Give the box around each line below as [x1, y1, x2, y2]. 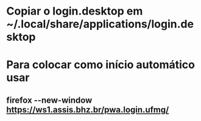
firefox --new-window [6, 95, 93, 105]
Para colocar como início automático [6, 58, 196, 72]
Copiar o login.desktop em [6, 4, 143, 18]
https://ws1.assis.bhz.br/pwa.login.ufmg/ [6, 105, 169, 115]
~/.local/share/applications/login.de [6, 17, 194, 31]
